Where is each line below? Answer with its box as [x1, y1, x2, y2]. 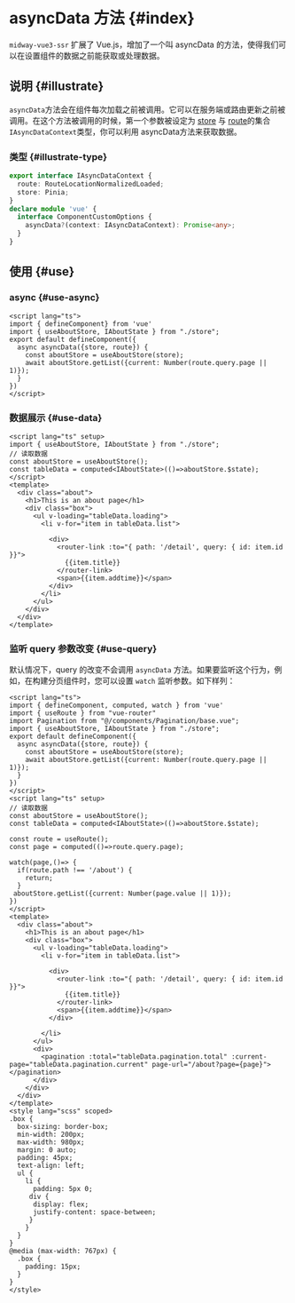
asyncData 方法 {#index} [9, 8, 195, 28]
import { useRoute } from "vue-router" [9, 709, 157, 718]
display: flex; [32, 1200, 89, 1209]
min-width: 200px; [17, 1130, 86, 1140]
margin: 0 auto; [17, 1146, 77, 1155]
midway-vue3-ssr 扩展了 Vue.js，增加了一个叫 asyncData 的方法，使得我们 [9, 39, 279, 50]
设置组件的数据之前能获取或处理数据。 [24, 50, 165, 60]
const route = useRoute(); [9, 835, 109, 844]
